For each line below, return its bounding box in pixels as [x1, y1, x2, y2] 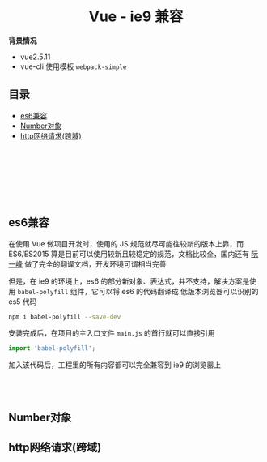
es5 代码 [8, 297, 37, 306]
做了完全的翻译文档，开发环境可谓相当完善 [23, 259, 167, 268]
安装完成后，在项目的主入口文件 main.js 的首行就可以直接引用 [8, 328, 215, 338]
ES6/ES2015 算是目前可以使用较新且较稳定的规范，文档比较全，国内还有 [8, 249, 249, 259]
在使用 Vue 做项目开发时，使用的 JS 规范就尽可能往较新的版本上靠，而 [8, 238, 244, 248]
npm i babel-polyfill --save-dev [8, 313, 121, 321]
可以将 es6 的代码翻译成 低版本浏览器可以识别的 [98, 286, 259, 296]
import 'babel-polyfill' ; [8, 344, 95, 353]
